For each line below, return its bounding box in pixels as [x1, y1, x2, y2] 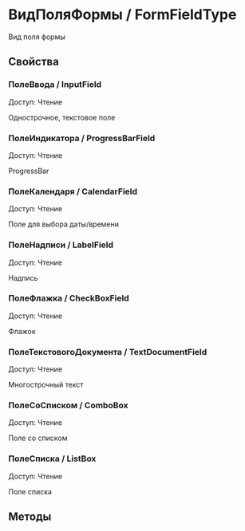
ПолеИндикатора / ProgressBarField [8, 132, 156, 144]
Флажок [8, 326, 36, 336]
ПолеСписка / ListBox [8, 453, 97, 464]
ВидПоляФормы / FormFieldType [8, 6, 237, 24]
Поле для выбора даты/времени [8, 219, 120, 229]
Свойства [8, 55, 60, 69]
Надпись [8, 273, 38, 282]
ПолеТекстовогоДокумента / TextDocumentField [8, 346, 207, 357]
